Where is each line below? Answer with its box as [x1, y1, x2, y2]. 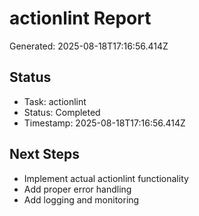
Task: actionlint [23, 95, 87, 107]
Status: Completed [23, 106, 101, 118]
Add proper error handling [23, 183, 132, 195]
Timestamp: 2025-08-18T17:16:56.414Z [23, 117, 186, 129]
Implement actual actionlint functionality [23, 172, 189, 184]
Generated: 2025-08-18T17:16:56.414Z [9, 40, 169, 52]
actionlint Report [9, 7, 152, 30]
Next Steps [9, 146, 80, 163]
